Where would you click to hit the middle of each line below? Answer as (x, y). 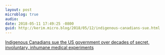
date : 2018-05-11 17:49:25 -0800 (40, 24)
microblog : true (22, 14)
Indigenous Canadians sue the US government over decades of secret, (77, 42)
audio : (12, 19)
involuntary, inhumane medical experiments (49, 48)
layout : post (19, 10)
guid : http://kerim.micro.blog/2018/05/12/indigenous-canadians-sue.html (83, 28)
